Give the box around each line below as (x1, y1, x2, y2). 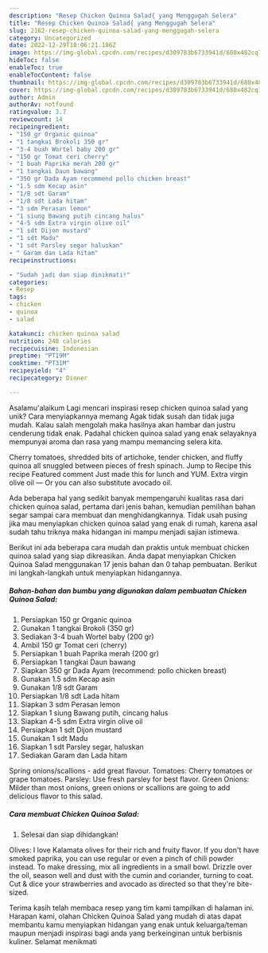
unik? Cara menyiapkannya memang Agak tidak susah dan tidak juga (9, 412, 235, 421)
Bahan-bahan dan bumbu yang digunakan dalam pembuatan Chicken (9, 586, 247, 596)
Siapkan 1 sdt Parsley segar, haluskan (20, 742, 144, 751)
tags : (9, 293, 27, 301)
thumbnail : (9, 78, 45, 86)
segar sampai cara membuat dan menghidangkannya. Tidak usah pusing (9, 510, 247, 519)
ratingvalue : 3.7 (9, 108, 67, 116)
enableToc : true (9, 64, 63, 72)
